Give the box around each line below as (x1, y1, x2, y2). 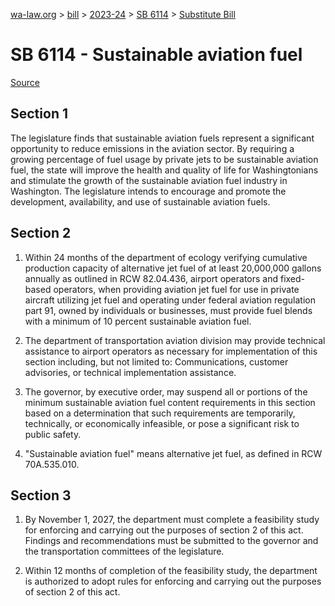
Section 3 (10, 487, 72, 504)
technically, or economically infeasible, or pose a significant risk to (24, 417, 300, 429)
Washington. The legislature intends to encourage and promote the (10, 185, 287, 197)
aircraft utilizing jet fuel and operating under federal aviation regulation (24, 294, 316, 306)
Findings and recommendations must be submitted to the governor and (24, 535, 319, 547)
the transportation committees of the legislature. (24, 545, 225, 558)
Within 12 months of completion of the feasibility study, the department (24, 565, 318, 577)
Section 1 (10, 105, 68, 123)
